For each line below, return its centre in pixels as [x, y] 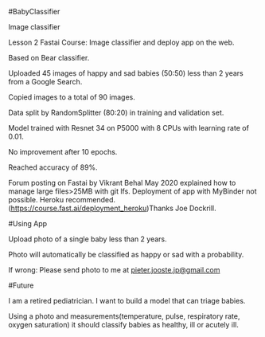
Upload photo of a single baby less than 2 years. [88, 239]
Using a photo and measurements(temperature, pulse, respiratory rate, [124, 316]
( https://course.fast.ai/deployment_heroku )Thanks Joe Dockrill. [112, 208]
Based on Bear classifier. [49, 58]
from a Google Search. [45, 82]
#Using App [28, 223]
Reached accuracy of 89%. [53, 167]
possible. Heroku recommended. [62, 200]
